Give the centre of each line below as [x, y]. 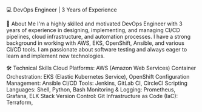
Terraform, [20, 102]
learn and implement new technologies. [56, 56]
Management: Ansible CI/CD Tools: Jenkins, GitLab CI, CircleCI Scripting [97, 83]
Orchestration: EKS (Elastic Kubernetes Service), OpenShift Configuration [98, 77]
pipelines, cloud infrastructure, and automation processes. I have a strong [99, 37]
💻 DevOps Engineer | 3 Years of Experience [62, 10]
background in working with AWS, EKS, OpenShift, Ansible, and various [96, 43]
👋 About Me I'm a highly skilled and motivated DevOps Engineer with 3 [95, 24]
